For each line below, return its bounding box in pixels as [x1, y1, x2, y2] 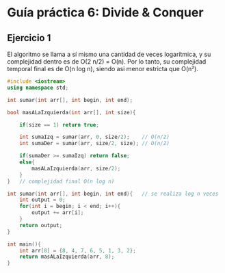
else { [19, 159, 36, 166]
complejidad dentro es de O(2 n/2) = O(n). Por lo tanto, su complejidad [7, 57, 207, 66]
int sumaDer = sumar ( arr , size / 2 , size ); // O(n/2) [19, 140, 170, 147]
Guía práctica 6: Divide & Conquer [7, 5, 204, 21]
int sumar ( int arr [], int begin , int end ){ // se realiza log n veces [7, 190, 219, 197]
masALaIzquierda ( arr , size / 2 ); [31, 165, 121, 172]
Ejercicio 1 [7, 32, 51, 44]
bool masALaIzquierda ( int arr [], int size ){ [7, 109, 136, 116]
